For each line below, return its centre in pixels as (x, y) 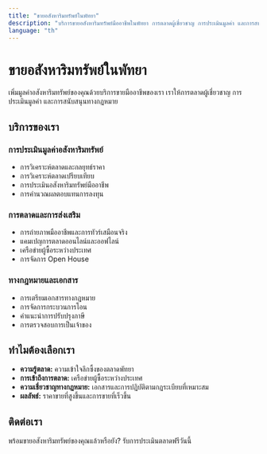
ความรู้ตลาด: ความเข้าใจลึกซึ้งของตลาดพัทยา (77, 369)
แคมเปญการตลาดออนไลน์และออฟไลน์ (69, 241)
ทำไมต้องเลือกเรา (42, 350)
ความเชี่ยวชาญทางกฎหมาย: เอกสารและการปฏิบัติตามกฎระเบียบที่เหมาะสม (114, 387)
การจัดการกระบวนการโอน (53, 307)
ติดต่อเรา (25, 422)
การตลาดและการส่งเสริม (44, 214)
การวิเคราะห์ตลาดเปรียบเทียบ (57, 176)
